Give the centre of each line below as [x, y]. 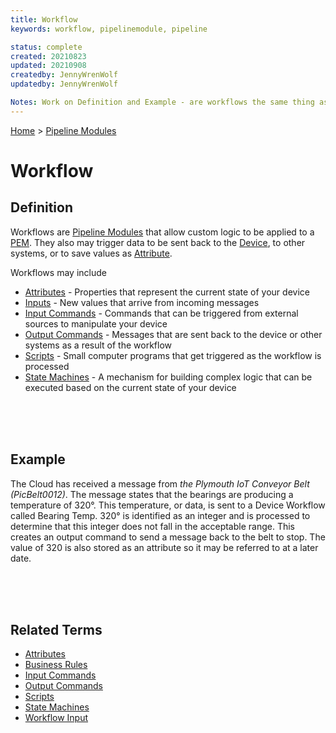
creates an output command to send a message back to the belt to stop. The [168, 537]
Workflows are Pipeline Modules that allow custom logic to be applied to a [162, 232]
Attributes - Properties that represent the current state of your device [167, 292]
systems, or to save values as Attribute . [91, 253]
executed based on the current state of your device [130, 387]
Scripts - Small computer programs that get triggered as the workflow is [173, 355]
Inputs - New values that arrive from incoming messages [142, 302]
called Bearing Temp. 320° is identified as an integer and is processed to [160, 515]
